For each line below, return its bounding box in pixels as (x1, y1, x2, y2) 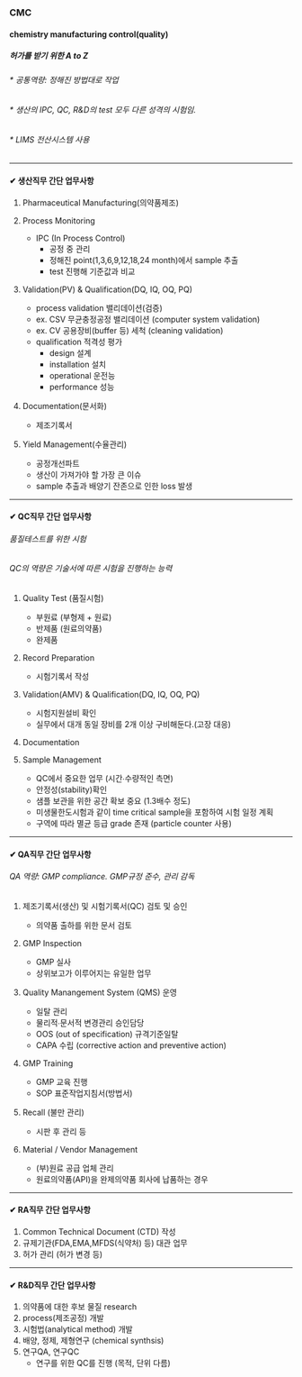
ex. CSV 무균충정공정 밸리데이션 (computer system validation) (35, 314, 261, 324)
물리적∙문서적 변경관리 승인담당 (35, 1017, 145, 1028)
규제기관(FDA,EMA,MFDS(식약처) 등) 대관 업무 (22, 1237, 188, 1248)
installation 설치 (49, 359, 106, 369)
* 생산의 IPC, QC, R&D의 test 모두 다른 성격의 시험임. (9, 105, 196, 115)
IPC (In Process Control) (35, 233, 126, 243)
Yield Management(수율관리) (22, 439, 128, 450)
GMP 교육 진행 (35, 1076, 88, 1087)
